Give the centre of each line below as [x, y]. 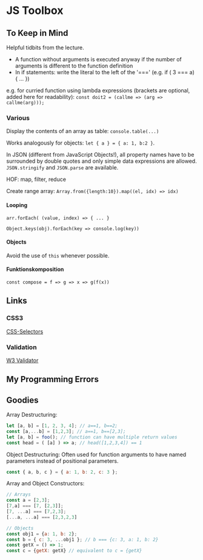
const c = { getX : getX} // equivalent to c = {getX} [74, 551]
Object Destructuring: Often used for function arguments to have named [96, 454]
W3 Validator [22, 360]
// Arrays [19, 495]
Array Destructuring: [32, 415]
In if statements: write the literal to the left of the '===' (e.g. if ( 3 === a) [105, 72]
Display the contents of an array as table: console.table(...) [83, 131]
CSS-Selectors [25, 331]
